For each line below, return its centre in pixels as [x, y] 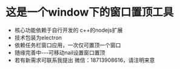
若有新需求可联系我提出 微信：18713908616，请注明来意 [85, 60]
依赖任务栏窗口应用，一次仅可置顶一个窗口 [68, 45]
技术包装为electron [38, 37]
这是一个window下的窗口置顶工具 [90, 12]
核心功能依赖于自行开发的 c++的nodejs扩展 [68, 30]
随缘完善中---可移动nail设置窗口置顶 [60, 52]
